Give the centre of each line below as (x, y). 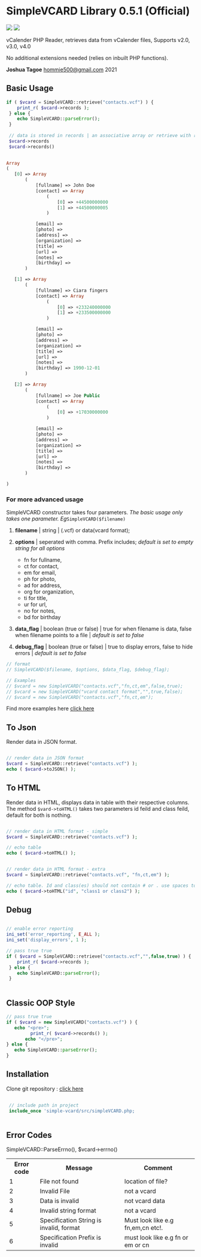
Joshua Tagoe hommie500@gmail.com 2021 (62, 69)
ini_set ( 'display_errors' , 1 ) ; (46, 940)
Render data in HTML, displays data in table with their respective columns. (98, 802)
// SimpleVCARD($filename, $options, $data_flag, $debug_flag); (88, 670)
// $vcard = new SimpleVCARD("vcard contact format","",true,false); (95, 692)
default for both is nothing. (39, 815)
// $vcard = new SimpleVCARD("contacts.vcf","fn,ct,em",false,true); (95, 686)
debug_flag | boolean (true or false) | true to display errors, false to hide (104, 647)
